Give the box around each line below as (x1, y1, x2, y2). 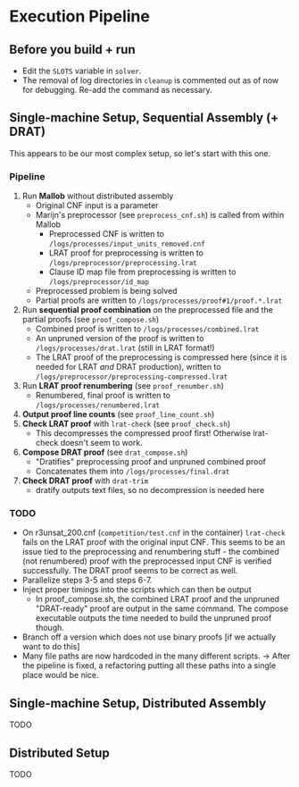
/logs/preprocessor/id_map (48, 278, 150, 287)
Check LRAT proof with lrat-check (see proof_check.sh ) (21, 418, 231, 430)
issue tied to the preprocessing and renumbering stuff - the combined (21, 547, 279, 557)
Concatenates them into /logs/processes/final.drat (35, 466, 230, 477)
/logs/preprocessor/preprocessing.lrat (48, 259, 198, 268)
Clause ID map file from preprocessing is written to (48, 266, 237, 278)
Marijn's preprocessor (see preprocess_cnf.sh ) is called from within (35, 210, 285, 221)
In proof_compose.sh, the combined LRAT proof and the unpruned (35, 594, 279, 605)
